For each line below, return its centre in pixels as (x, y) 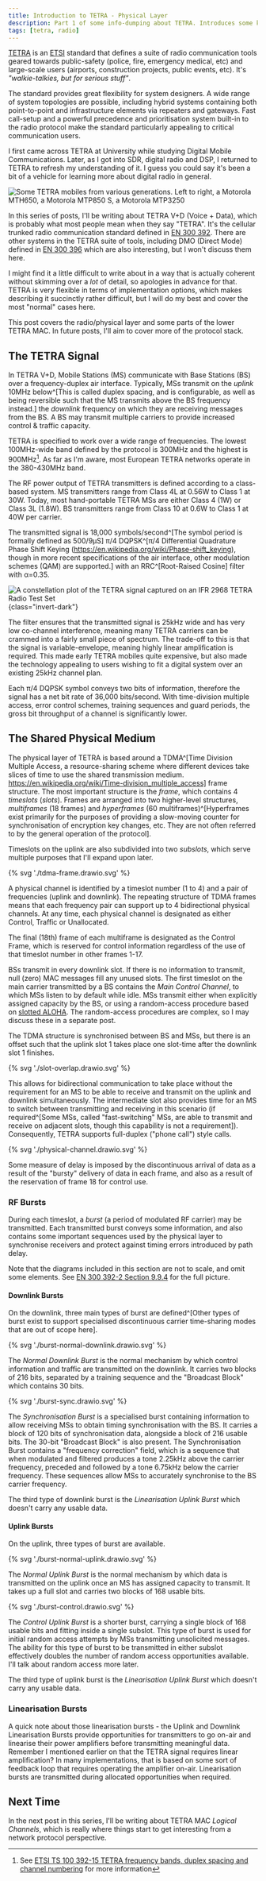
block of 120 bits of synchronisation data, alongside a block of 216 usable (128, 1434)
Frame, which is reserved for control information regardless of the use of (127, 945)
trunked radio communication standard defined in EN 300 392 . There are (127, 233)
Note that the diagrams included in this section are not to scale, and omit (127, 1269)
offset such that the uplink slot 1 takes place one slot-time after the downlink (133, 1044)
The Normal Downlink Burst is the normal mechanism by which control (123, 1361)
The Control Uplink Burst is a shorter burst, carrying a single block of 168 (127, 1622)
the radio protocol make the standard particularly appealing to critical (121, 127)
